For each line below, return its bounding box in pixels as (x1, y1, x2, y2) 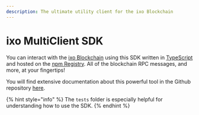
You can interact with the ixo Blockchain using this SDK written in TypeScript (6, 54, 193, 61)
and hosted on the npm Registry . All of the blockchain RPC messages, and (6, 60, 188, 67)
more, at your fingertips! (6, 66, 65, 74)
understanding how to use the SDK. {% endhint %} (6, 102, 130, 109)
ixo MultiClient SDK (6, 34, 104, 47)
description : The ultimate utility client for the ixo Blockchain (6, 8, 174, 15)
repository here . (6, 84, 46, 91)
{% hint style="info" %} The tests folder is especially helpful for (6, 95, 163, 103)
